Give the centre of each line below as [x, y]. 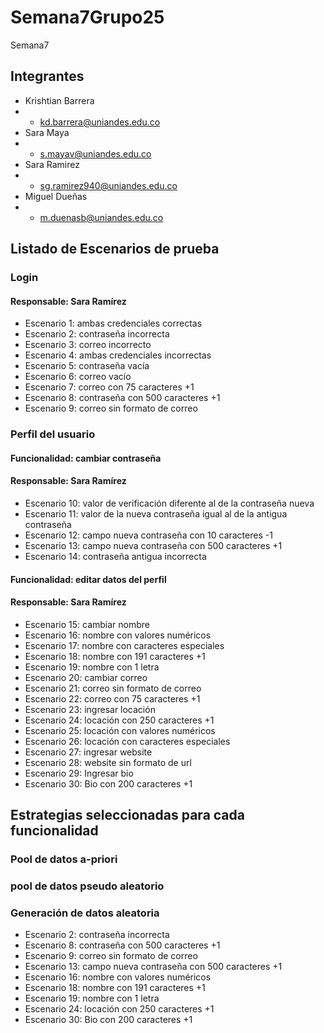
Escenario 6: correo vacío [78, 377]
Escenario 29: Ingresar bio [79, 773]
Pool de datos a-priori [64, 859]
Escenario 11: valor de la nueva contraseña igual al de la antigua [156, 513]
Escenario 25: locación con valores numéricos [120, 730]
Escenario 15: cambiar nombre [87, 624]
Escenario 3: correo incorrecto [88, 345]
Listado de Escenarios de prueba [115, 249]
